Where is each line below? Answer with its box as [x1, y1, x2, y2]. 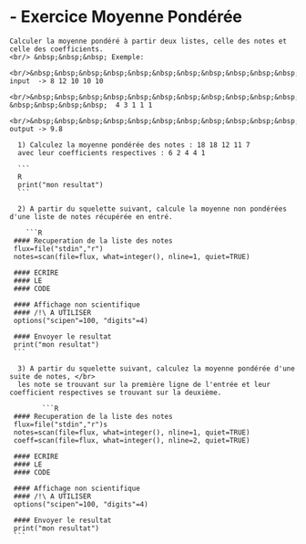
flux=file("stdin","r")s [13, 420, 107, 429]
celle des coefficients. [9, 44, 104, 54]
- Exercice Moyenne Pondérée [9, 6, 243, 27]
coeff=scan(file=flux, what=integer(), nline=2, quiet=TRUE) [13, 435, 250, 445]
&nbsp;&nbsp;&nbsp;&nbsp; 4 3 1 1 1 [9, 100, 153, 110]
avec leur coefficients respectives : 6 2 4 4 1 [17, 148, 206, 157]
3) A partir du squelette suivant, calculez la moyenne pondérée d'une [17, 363, 296, 373]
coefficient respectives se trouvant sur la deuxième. [9, 388, 222, 397]
